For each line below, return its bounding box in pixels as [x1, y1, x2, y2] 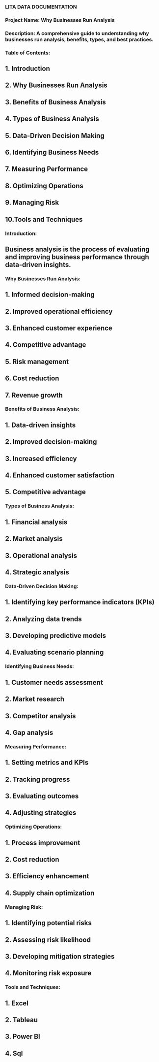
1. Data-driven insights [5, 421, 76, 429]
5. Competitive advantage [5, 488, 86, 496]
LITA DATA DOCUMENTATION [5, 3, 77, 10]
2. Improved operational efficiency [5, 307, 113, 316]
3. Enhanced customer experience [5, 324, 113, 332]
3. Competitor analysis [5, 712, 76, 720]
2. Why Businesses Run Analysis [5, 81, 108, 90]
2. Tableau [5, 1016, 38, 1024]
